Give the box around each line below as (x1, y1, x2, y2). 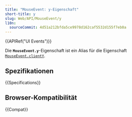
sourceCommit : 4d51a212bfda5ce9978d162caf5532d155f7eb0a (9, 25, 127, 30)
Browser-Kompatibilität (5, 94, 77, 102)
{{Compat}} (5, 106, 28, 112)
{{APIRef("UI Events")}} (5, 38, 52, 44)
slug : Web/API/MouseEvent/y (5, 16, 62, 21)
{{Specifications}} (5, 79, 41, 85)
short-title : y (5, 12, 36, 16)
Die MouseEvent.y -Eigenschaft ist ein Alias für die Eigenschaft (5, 48, 127, 54)
